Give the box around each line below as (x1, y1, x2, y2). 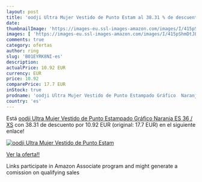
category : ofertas (6, 43, 52, 49)
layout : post (6, 8, 39, 15)
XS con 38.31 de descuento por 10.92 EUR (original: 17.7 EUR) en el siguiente (6, 121, 196, 128)
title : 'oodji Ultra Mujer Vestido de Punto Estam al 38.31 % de (6, 14, 173, 20)
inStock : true (6, 87, 42, 93)
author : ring (6, 48, 39, 54)
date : (6, 20, 20, 26)
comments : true (6, 37, 44, 43)
